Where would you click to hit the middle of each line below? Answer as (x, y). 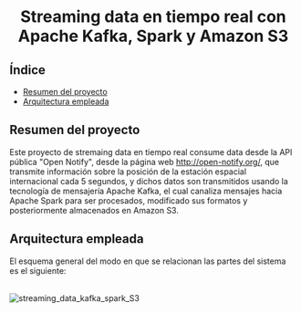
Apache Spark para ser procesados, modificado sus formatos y (129, 200)
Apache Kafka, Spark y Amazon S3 (153, 36)
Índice (27, 70)
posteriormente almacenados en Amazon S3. (94, 210)
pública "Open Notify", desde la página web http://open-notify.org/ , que (145, 162)
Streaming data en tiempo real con (153, 17)
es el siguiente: (38, 270)
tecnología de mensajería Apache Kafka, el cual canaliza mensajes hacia (146, 191)
